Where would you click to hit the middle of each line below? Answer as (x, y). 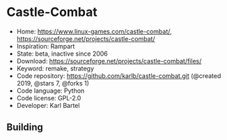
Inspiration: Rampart (46, 46)
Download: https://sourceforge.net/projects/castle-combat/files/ (109, 61)
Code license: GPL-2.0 (49, 98)
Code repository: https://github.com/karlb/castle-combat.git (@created (119, 76)
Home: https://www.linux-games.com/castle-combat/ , (94, 31)
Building (25, 127)
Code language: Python (50, 91)
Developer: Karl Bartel (48, 105)
